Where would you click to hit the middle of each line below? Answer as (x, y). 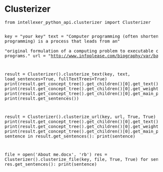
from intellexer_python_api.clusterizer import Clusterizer (78, 22)
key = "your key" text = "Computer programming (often (71, 36)
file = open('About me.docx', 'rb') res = (56, 154)
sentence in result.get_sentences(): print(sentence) (70, 136)
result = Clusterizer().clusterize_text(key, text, (68, 74)
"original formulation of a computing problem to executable (79, 51)
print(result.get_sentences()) (42, 98)
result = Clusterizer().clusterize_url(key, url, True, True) (80, 116)
